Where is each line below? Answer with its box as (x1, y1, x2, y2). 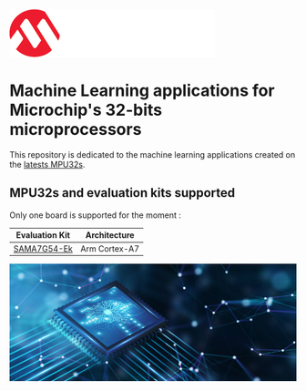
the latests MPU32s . (9, 159, 86, 170)
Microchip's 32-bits (9, 100, 162, 120)
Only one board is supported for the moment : (9, 210, 182, 221)
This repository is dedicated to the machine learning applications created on (9, 149, 296, 159)
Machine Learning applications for (9, 80, 275, 101)
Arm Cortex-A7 (80, 242, 139, 254)
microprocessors (9, 119, 142, 140)
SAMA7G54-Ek (13, 242, 73, 254)
